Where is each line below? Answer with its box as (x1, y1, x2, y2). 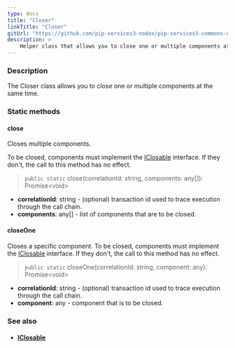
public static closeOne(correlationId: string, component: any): (24, 263, 208, 271)
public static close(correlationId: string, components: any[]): (24, 174, 204, 183)
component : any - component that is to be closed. (17, 298, 163, 307)
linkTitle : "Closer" (7, 23, 68, 30)
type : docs (7, 10, 39, 18)
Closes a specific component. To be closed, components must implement (7, 242, 220, 250)
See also (7, 316, 37, 326)
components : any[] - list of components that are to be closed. (17, 210, 197, 218)
